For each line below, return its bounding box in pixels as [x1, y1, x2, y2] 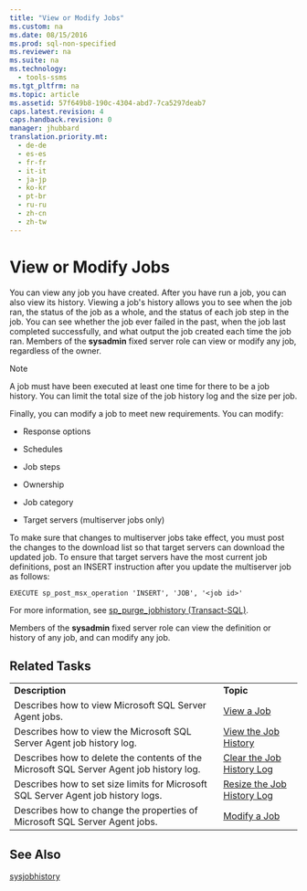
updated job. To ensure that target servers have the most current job [9, 551, 268, 562]
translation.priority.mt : [9, 133, 108, 142]
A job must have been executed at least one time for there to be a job [9, 380, 270, 391]
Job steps [22, 461, 61, 472]
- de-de [17, 141, 48, 150]
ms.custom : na [9, 22, 64, 31]
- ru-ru [17, 200, 48, 210]
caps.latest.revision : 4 [9, 107, 104, 116]
